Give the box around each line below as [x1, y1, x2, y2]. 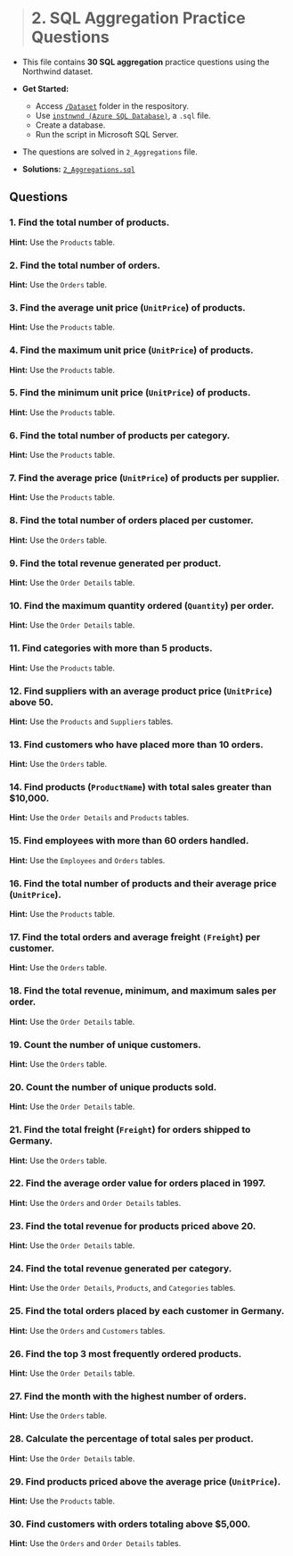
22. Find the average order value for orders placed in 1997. [9, 1177, 266, 1190]
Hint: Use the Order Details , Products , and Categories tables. [9, 1283, 236, 1294]
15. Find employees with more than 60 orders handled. [9, 835, 249, 847]
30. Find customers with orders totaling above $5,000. [9, 1518, 251, 1530]
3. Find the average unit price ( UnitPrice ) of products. [9, 301, 247, 313]
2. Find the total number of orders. [9, 259, 161, 271]
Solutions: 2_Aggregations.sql [21, 163, 135, 174]
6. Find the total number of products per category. [9, 429, 231, 441]
